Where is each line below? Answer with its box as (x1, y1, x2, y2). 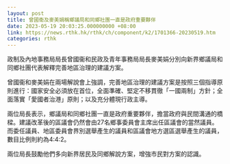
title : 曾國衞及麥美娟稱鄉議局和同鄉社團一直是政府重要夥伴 (7, 16, 156, 23)
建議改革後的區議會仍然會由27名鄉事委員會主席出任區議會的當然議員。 (18, 118, 218, 126)
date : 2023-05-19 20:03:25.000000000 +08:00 (7, 23, 136, 29)
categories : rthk (7, 36, 57, 42)
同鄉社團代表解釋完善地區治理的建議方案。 (7, 64, 127, 72)
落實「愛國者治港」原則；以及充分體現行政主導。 (12, 95, 151, 103)
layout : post (7, 10, 44, 17)
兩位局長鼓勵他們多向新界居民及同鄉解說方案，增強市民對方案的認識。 (7, 150, 205, 158)
